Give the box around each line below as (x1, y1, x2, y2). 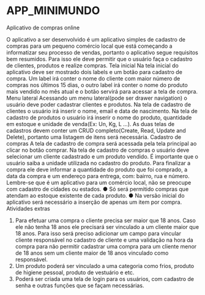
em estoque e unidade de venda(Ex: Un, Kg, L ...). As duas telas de (6, 120, 175, 127)
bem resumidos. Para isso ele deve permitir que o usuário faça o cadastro (6, 55, 193, 62)
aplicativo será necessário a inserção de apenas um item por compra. (6, 198, 182, 206)
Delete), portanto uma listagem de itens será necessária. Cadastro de (6, 133, 182, 141)
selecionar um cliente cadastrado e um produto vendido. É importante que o (6, 152, 199, 160)
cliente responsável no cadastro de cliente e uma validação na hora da (15, 236, 194, 244)
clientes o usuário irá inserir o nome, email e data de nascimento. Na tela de (6, 107, 198, 114)
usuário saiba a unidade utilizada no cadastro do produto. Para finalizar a (6, 159, 191, 166)
